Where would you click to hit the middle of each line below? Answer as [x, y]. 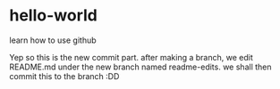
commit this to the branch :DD [64, 76]
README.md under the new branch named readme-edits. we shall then [140, 67]
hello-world [54, 16]
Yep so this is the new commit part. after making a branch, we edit [131, 57]
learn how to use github [53, 40]
